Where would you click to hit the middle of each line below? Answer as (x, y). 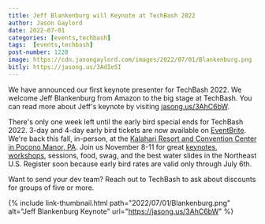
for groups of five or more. (51, 188)
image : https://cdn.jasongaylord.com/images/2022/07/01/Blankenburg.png (130, 60)
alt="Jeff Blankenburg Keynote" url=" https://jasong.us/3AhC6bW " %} (121, 211)
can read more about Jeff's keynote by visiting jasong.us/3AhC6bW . (119, 106)
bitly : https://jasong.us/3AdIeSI (65, 67)
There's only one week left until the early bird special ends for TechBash (126, 121)
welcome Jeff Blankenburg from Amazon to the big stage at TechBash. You (130, 98)
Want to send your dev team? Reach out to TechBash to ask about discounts (132, 179)
